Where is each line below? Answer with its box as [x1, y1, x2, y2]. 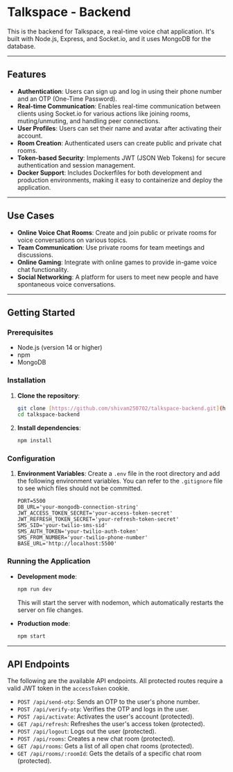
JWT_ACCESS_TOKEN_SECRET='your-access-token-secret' [17, 510, 173, 517]
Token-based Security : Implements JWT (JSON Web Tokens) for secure [17, 154, 226, 162]
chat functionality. [17, 265, 69, 273]
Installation [7, 376, 46, 385]
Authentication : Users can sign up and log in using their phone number [17, 87, 223, 95]
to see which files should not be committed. [17, 484, 143, 492]
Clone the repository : [17, 391, 80, 400]
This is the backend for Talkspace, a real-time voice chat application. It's [7, 27, 215, 35]
